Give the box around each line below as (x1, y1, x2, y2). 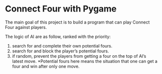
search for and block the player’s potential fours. (12, 48, 109, 54)
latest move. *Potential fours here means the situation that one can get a (12, 58, 158, 64)
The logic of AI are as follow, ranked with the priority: (5, 34, 111, 39)
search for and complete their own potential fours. (12, 43, 113, 49)
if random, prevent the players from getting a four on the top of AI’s (12, 53, 146, 59)
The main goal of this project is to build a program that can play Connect (5, 19, 150, 25)
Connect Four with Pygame (5, 3, 117, 14)
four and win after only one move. (12, 63, 80, 69)
